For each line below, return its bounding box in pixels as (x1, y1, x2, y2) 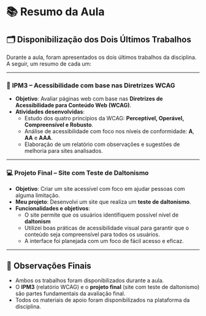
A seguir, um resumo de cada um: (6, 60, 92, 67)
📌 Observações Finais (6, 260, 92, 271)
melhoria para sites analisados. (24, 147, 103, 155)
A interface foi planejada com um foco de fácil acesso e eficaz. (24, 237, 184, 244)
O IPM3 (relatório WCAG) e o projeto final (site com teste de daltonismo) (15, 283, 200, 291)
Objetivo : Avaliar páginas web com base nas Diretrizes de (15, 95, 164, 102)
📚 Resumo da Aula (6, 5, 105, 19)
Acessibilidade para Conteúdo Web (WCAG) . (15, 102, 132, 109)
